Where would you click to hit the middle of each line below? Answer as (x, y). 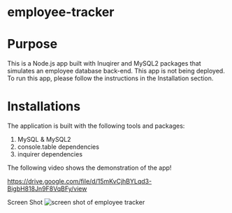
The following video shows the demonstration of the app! (89, 168)
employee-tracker (61, 12)
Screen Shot (25, 203)
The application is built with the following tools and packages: (96, 126)
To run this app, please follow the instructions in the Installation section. (110, 78)
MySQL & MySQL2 (44, 140)
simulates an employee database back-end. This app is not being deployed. (116, 71)
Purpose (32, 44)
